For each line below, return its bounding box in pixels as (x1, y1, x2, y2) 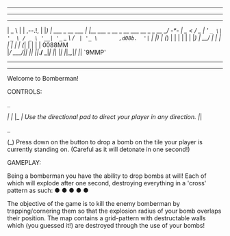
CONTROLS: (7, 88, 42, 96)
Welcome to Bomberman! (7, 75, 79, 82)
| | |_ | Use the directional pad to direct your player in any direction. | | (7, 113, 203, 120)
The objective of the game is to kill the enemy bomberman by (7, 200, 180, 207)
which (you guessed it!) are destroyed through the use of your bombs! (7, 222, 205, 229)
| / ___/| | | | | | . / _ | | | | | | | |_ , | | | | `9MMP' (7, 49, 106, 56)
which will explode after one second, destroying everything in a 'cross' (7, 179, 207, 187)
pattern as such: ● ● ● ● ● (7, 186, 89, 194)
